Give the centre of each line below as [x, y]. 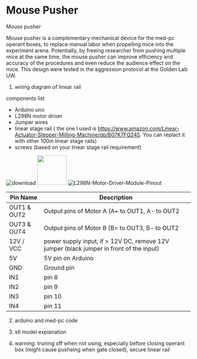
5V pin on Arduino [69, 258]
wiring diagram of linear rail [47, 87]
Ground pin [59, 267]
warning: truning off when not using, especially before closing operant [99, 343]
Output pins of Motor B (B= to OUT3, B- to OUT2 [111, 228]
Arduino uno [30, 109]
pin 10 [53, 296]
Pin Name [23, 197]
